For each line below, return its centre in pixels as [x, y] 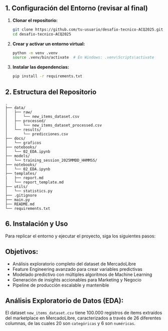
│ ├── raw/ [19, 112]
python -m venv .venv [35, 53]
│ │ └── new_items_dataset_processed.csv [53, 125]
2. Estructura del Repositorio [51, 92]
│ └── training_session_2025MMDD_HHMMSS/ [51, 160]
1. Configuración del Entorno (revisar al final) [76, 8]
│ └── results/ [23, 130]
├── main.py [18, 200]
